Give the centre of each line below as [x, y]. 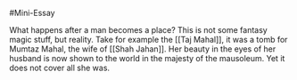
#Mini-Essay [32, 13]
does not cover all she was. [59, 68]
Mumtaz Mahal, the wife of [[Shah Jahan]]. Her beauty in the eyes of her [143, 49]
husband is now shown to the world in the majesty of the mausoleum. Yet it [147, 58]
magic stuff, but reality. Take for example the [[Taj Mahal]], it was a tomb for [148, 40]
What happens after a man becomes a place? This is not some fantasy [138, 30]
